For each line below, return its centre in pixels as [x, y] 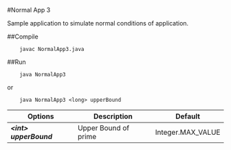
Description [113, 116]
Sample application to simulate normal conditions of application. [98, 23]
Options [41, 116]
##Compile [23, 36]
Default [188, 116]
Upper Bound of [103, 128]
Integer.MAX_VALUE [188, 132]
